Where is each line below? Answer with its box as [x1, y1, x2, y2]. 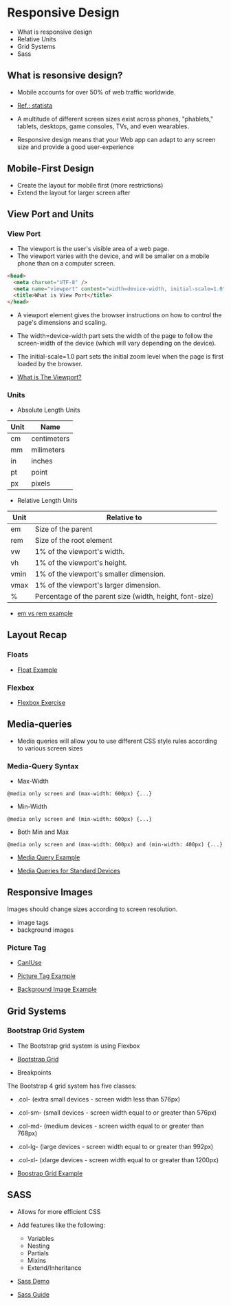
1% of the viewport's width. [34, 546, 125, 556]
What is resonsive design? [7, 70, 123, 81]
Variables [27, 1234, 54, 1242]
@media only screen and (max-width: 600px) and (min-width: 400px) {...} [7, 841, 223, 848]
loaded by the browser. [16, 359, 83, 368]
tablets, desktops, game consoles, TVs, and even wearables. [16, 122, 189, 130]
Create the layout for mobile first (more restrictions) [16, 181, 164, 189]
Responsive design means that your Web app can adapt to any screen [16, 135, 216, 143]
